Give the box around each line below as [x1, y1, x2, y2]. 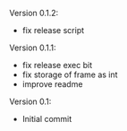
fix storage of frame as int [21, 69, 118, 80]
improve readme [21, 79, 83, 89]
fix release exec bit [21, 60, 93, 70]
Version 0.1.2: [9, 8, 59, 18]
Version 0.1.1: [9, 42, 56, 53]
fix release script [21, 25, 85, 35]
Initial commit [21, 114, 72, 124]
